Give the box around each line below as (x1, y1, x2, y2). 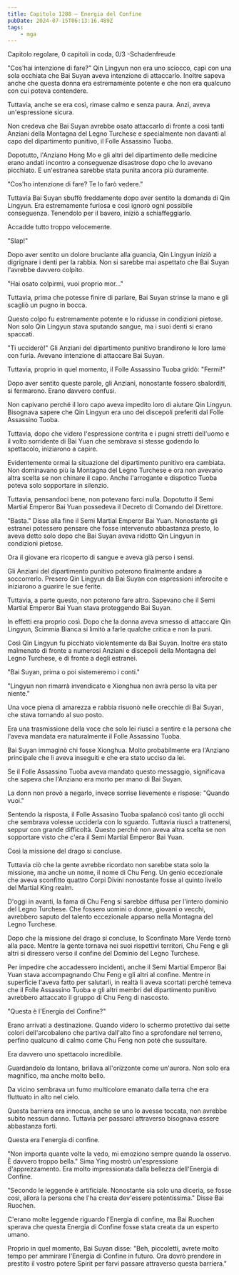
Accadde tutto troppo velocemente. (7, 223, 112, 231)
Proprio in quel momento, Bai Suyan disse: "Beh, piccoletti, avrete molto (7, 1244, 219, 1253)
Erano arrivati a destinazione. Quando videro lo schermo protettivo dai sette (7, 1021, 230, 1029)
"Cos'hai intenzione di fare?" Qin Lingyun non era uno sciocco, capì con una (7, 64, 232, 72)
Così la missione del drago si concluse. (7, 847, 123, 856)
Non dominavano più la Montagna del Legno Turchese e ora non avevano (7, 466, 223, 475)
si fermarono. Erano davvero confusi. (7, 386, 116, 395)
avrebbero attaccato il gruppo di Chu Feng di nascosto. (7, 994, 170, 1002)
